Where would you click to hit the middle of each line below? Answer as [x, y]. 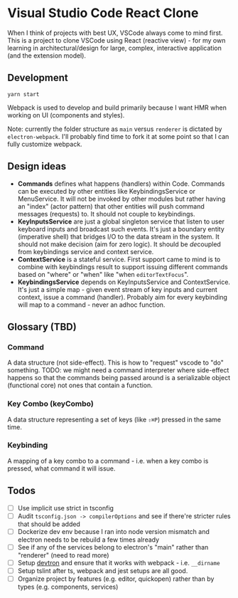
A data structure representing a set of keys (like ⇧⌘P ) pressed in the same [114, 419]
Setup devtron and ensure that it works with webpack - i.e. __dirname [119, 562]
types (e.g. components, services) [68, 587]
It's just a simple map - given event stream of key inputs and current [118, 289]
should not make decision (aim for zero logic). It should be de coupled [119, 244]
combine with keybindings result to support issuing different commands [123, 267]
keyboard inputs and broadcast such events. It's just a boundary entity [121, 229]
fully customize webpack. [45, 144]
